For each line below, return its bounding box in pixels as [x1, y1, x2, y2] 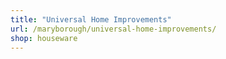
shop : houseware [10, 33, 78, 43]
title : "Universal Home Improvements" [10, 14, 172, 25]
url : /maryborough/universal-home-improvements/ [10, 24, 217, 34]
